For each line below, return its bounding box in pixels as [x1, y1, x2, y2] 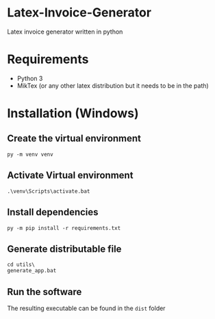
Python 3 [16, 74, 43, 82]
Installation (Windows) [7, 106, 139, 121]
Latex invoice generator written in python [7, 27, 123, 36]
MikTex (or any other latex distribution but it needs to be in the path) [16, 81, 209, 90]
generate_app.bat [7, 268, 57, 274]
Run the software [7, 286, 82, 298]
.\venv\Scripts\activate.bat [7, 187, 90, 195]
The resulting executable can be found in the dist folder [7, 304, 166, 313]
